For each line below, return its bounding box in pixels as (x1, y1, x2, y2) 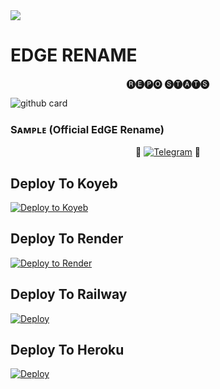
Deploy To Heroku (10, 342, 125, 359)
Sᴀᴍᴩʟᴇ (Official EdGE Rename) (10, 122, 165, 136)
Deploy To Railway (10, 286, 128, 303)
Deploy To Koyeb (10, 175, 118, 192)
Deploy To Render (10, 230, 124, 248)
